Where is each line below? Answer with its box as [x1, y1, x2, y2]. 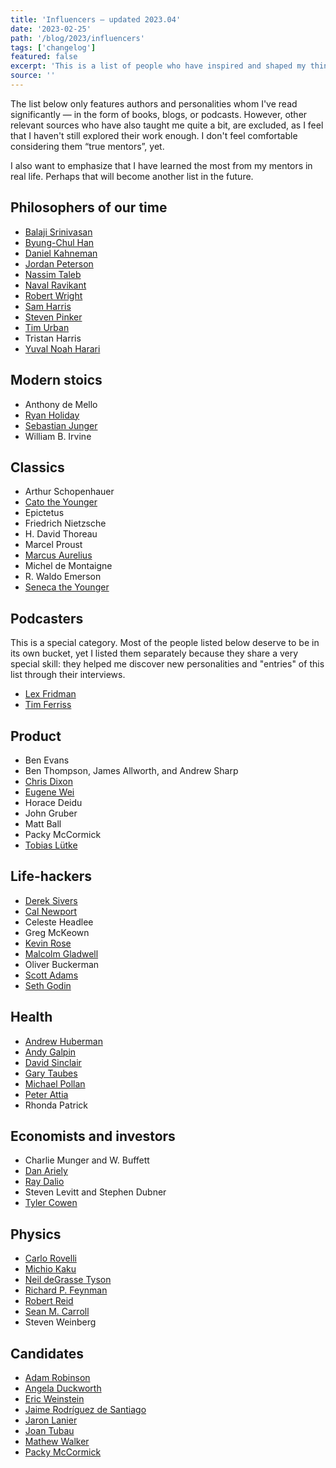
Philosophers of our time [10, 199, 168, 216]
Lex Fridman [24, 688, 77, 700]
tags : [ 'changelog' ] [10, 42, 97, 53]
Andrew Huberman [24, 1035, 103, 1047]
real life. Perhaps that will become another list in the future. [10, 170, 254, 182]
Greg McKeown [24, 926, 90, 938]
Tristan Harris [24, 332, 82, 344]
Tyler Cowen [24, 1197, 78, 1209]
